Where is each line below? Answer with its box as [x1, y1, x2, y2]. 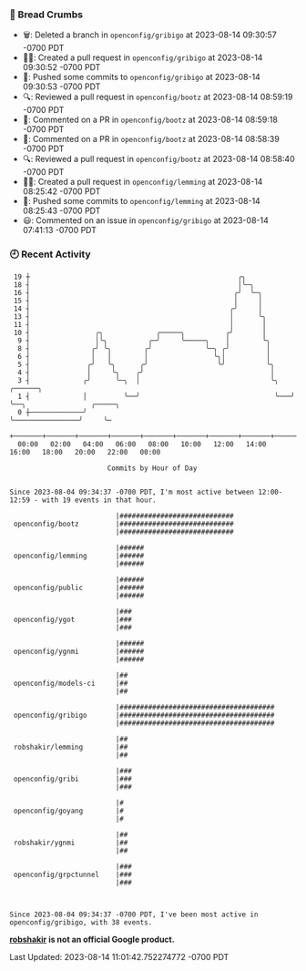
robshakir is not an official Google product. [9, 934, 175, 945]
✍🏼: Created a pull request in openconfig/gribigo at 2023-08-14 [22, 52, 263, 63]
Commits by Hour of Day [107, 464, 198, 473]
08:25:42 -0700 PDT [22, 186, 101, 197]
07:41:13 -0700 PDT [22, 225, 97, 236]
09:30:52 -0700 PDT [22, 62, 101, 73]
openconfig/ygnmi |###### [13, 647, 145, 656]
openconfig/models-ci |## [13, 679, 128, 688]
